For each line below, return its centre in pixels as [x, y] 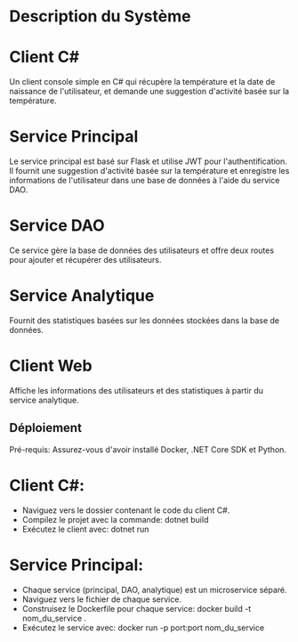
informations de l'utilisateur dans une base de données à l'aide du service [145, 181]
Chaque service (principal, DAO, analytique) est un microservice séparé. [154, 589]
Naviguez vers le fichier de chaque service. [102, 599]
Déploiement [46, 428]
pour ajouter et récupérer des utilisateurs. [85, 260]
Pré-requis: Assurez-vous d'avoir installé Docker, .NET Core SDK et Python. [148, 449]
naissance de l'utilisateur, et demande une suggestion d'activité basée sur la [149, 92]
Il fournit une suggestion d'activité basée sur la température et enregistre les [149, 171]
